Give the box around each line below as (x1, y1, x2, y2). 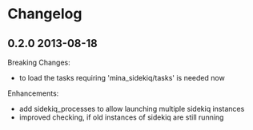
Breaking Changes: (7, 57, 71, 67)
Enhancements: (7, 89, 59, 98)
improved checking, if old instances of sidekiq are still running (18, 112, 224, 122)
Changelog (7, 5, 82, 23)
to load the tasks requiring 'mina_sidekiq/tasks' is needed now (18, 73, 225, 82)
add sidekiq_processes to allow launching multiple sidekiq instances (18, 104, 245, 113)
